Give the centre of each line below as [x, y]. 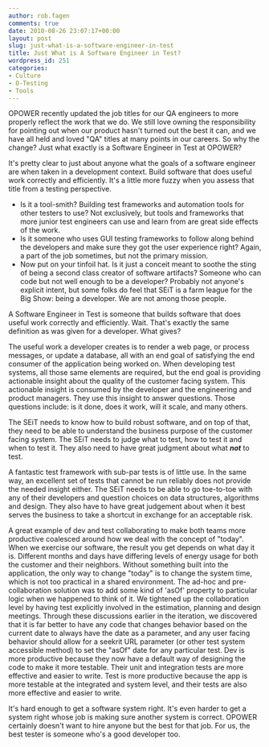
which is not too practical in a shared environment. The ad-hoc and [120, 582]
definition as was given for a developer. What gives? [95, 332]
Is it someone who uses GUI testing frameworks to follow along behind [137, 239]
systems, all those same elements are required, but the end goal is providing [134, 373]
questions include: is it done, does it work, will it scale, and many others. [128, 407]
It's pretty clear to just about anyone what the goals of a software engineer [132, 163]
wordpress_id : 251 [39, 61]
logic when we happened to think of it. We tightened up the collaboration [128, 599]
